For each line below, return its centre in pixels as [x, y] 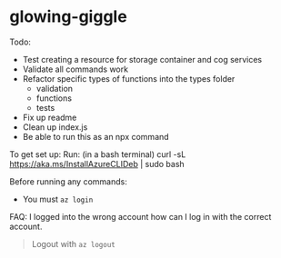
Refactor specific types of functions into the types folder [129, 78]
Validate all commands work [75, 69]
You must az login [58, 199]
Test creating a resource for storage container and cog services [142, 59]
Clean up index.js [55, 127]
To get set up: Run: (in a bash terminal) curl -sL [98, 154]
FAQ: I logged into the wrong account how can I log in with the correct [140, 216]
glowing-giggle [68, 17]
